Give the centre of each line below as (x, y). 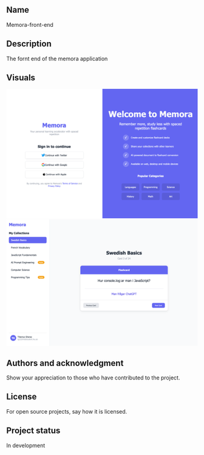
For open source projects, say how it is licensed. (67, 411)
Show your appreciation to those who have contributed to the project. (93, 378)
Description (29, 44)
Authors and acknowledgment (65, 363)
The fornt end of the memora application (57, 58)
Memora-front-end (30, 24)
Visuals (21, 78)
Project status (33, 431)
